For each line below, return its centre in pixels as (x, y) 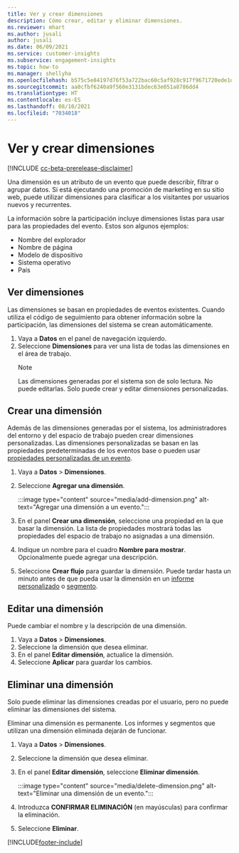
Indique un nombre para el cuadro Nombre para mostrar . (102, 550)
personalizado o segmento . (58, 586)
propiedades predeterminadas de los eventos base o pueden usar (104, 451)
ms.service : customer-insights (54, 54)
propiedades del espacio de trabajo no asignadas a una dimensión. (116, 536)
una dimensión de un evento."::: (107, 793)
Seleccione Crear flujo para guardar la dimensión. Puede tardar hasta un (124, 571)
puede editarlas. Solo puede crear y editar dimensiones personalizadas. (123, 388)
